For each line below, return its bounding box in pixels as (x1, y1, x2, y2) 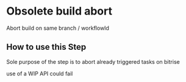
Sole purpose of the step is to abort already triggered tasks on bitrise (6, 58, 180, 65)
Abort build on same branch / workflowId (6, 24, 110, 32)
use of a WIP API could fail (6, 70, 73, 77)
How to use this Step (6, 42, 87, 52)
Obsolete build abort (6, 4, 113, 18)
